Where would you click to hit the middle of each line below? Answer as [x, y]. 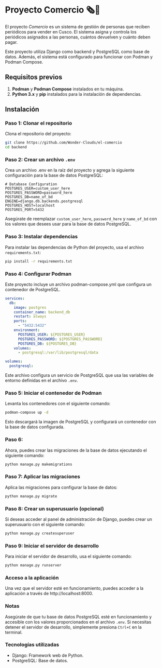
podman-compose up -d [27, 413]
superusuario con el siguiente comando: [45, 524]
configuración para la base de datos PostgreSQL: [54, 176]
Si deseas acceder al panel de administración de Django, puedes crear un [79, 519]
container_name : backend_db [42, 312]
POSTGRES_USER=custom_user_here [37, 189]
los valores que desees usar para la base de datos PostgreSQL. [68, 224]
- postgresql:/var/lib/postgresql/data [58, 353]
